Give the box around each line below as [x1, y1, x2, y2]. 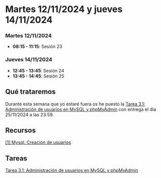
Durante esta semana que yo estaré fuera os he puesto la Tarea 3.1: [5, 101, 145, 107]
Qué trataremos [5, 87, 56, 96]
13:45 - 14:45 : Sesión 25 [12, 73, 65, 79]
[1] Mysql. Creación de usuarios [5, 139, 72, 145]
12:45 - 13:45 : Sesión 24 [12, 67, 65, 73]
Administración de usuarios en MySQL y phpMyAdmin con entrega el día [5, 106, 156, 112]
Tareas [5, 154, 28, 162]
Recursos [5, 126, 36, 134]
